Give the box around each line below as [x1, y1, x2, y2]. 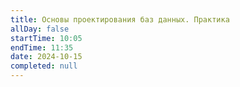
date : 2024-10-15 [10, 52, 83, 62]
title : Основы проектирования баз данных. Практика [10, 14, 230, 25]
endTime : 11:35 [10, 42, 74, 53]
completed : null [10, 61, 78, 71]
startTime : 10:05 [10, 33, 83, 43]
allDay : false [10, 24, 70, 34]
